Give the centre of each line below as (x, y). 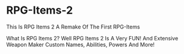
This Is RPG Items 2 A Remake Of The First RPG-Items (73, 27)
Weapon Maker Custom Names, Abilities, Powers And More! (81, 45)
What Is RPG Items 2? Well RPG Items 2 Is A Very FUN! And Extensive (92, 38)
